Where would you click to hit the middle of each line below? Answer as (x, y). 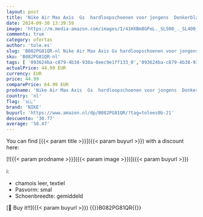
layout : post (23, 12)
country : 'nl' (24, 96)
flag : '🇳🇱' (21, 101)
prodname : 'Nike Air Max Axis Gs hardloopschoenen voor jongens (92, 90)
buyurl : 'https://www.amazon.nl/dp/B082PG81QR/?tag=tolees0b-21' (90, 113)
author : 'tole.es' (29, 46)
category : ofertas (29, 40)
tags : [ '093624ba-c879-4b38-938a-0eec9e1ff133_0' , (72, 62)
